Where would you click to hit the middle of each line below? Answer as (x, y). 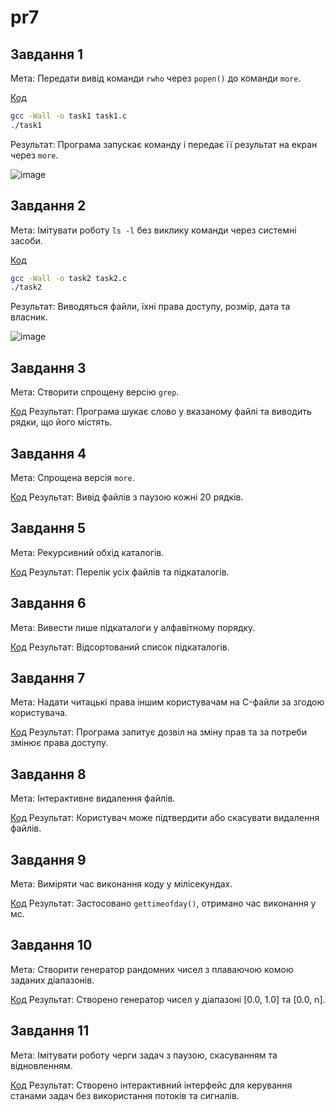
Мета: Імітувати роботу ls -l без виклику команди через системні (153, 230)
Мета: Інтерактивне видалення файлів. (93, 798)
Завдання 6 (48, 603)
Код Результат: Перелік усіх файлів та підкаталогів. (120, 572)
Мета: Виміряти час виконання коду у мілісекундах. (121, 884)
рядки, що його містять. (61, 422)
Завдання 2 (48, 206)
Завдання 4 (48, 453)
